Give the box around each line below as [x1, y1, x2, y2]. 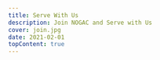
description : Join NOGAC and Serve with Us [8, 19, 153, 26]
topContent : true [8, 41, 65, 48]
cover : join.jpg [8, 26, 61, 34]
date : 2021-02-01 [8, 33, 65, 41]
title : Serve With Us [8, 11, 79, 19]
